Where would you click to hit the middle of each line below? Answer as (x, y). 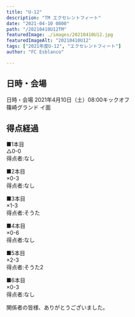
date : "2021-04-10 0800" (38, 23)
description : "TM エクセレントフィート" (54, 18)
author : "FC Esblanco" (35, 52)
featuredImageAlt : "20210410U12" (49, 40)
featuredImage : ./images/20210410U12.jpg (60, 35)
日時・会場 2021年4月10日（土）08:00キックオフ (68, 99)
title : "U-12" (24, 12)
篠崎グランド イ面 (28, 107)
